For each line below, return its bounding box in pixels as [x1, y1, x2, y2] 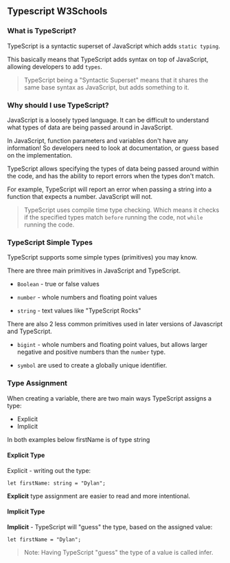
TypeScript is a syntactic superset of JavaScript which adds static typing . [7, 41, 221, 50]
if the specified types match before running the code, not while [23, 213, 203, 221]
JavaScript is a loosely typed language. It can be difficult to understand [7, 116, 209, 124]
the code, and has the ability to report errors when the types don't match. [7, 171, 215, 180]
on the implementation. [7, 151, 73, 159]
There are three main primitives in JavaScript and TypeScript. [7, 266, 181, 275]
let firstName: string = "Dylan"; [7, 480, 106, 487]
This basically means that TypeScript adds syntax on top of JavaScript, [7, 55, 209, 63]
